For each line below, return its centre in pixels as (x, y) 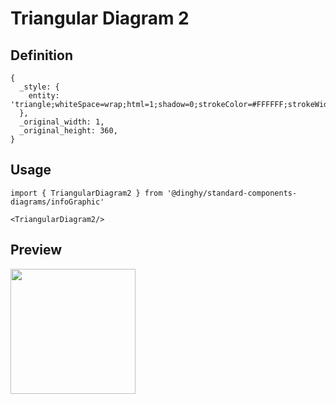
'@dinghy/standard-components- (232, 193)
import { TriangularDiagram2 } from (86, 193)
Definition (41, 55)
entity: (44, 96)
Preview (36, 250)
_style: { (39, 87)
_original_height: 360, (68, 131)
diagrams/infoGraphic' (57, 202)
